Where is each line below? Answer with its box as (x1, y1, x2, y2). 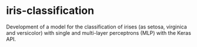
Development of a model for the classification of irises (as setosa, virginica (6, 23, 187, 30)
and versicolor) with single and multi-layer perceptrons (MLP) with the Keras (6, 29, 191, 36)
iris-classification (6, 4, 95, 17)
